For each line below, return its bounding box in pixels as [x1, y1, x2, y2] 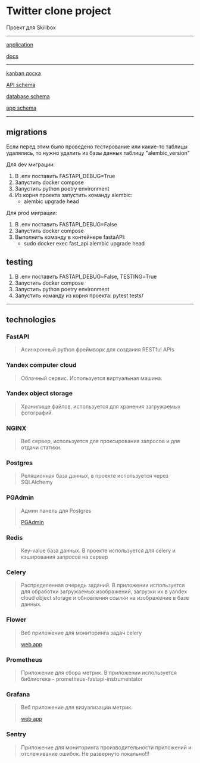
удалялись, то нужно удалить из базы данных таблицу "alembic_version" [6, 149, 190, 156]
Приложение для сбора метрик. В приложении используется [20, 669, 177, 676]
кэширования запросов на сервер [20, 553, 108, 560]
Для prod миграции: [6, 209, 58, 216]
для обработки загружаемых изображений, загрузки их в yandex [20, 588, 187, 595]
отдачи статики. [20, 444, 62, 451]
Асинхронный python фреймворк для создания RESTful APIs [20, 346, 174, 353]
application [6, 41, 34, 48]
